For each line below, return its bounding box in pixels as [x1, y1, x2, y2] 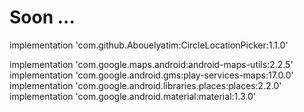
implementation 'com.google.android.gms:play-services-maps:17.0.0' [9, 69, 294, 81]
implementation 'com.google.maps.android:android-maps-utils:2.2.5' [9, 58, 294, 70]
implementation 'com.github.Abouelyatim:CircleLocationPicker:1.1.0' [9, 39, 289, 51]
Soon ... [9, 6, 76, 29]
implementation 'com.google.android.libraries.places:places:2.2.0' [9, 79, 282, 91]
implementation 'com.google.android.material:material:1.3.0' [9, 90, 256, 102]
